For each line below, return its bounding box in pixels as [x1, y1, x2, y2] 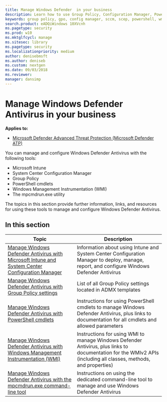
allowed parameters [77, 322, 123, 329]
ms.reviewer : [5, 72, 32, 77]
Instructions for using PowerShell [77, 297, 155, 304]
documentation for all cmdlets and [77, 316, 157, 323]
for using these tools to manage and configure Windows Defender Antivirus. [5, 206, 161, 212]
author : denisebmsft [5, 53, 48, 59]
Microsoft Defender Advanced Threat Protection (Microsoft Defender [12, 135, 154, 141]
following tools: [5, 155, 36, 161]
